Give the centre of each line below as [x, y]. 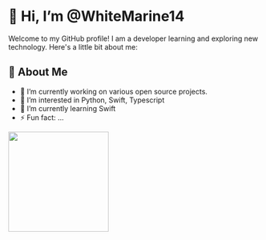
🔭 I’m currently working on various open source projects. [114, 91]
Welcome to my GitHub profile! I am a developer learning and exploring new [133, 38]
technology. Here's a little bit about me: [73, 46]
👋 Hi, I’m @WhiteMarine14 [97, 16]
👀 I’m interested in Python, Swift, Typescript [92, 100]
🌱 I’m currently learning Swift [68, 108]
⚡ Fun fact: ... [42, 117]
